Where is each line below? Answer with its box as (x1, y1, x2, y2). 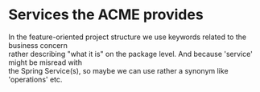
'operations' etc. (8, 74, 63, 84)
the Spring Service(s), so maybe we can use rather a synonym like (8, 66, 229, 75)
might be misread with (8, 58, 83, 67)
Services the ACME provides (8, 6, 204, 24)
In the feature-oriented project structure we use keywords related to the (8, 32, 247, 42)
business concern (8, 40, 68, 50)
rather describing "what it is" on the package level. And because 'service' (8, 49, 254, 58)
